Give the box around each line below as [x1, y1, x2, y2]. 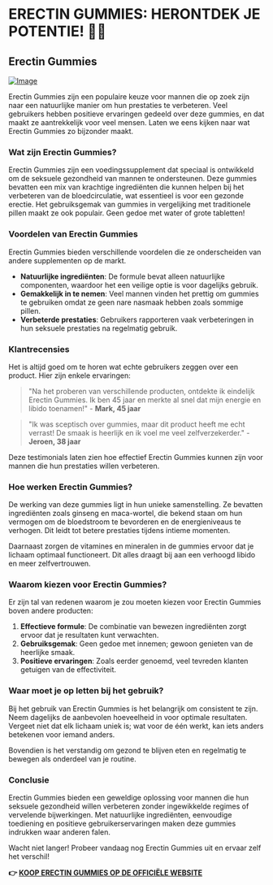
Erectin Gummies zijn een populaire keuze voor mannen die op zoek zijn [8, 92, 250, 102]
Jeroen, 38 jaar [28, 436, 81, 446]
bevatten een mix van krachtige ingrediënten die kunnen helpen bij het [8, 182, 245, 192]
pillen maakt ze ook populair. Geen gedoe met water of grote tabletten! [8, 208, 245, 218]
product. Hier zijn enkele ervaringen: [8, 371, 132, 380]
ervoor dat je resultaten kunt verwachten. [19, 631, 159, 640]
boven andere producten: [8, 606, 93, 616]
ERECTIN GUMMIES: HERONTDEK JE [8, 5, 261, 24]
